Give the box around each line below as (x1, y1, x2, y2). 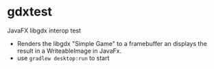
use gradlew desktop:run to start (16, 53, 110, 62)
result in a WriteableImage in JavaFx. (16, 47, 122, 55)
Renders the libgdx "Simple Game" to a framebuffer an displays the (16, 39, 207, 47)
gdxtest (7, 4, 53, 20)
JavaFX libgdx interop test (7, 26, 81, 34)
